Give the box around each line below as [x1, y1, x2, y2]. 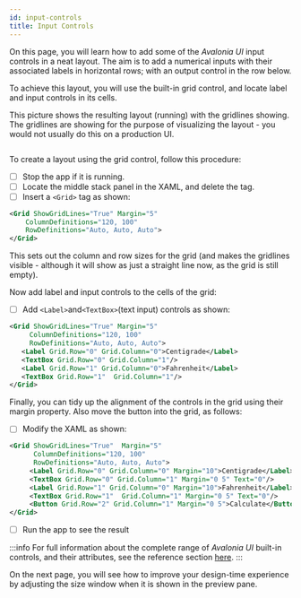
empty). [9, 270, 39, 281]
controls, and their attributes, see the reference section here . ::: [9, 552, 244, 563]
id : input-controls [9, 13, 82, 22]
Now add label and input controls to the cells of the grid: [9, 287, 217, 298]
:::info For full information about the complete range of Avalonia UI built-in [9, 542, 282, 553]
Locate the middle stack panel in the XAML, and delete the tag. [21, 181, 255, 192]
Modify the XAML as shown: [21, 423, 127, 435]
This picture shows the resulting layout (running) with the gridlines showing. [9, 109, 289, 120]
